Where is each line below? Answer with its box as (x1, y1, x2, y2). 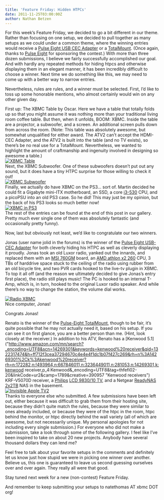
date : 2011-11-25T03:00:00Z (5, 12, 63, 17)
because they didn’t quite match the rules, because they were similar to (5, 403, 149, 409)
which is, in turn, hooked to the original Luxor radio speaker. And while (17, 281, 159, 287)
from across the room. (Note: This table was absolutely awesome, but (5, 127, 146, 133)
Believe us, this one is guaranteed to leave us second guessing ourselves (5, 460, 153, 466)
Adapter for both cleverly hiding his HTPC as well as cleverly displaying (15, 245, 159, 250)
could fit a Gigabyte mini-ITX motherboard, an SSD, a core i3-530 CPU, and (5, 189, 158, 195)
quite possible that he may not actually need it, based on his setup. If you (5, 325, 153, 331)
